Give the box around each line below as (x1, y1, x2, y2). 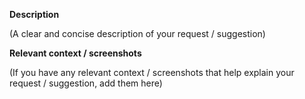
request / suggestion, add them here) (9, 77, 163, 89)
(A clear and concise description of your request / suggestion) (9, 28, 266, 39)
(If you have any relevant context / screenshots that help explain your (9, 67, 295, 78)
